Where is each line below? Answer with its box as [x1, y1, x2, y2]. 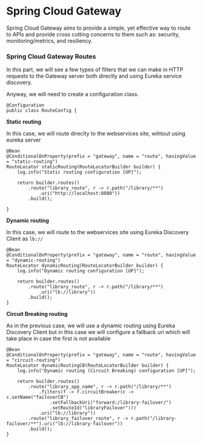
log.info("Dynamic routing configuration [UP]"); [17, 268, 145, 274]
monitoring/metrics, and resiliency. [6, 37, 93, 44]
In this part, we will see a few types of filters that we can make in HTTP [6, 66, 183, 73]
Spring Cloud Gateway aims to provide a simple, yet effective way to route [6, 24, 191, 31]
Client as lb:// [6, 235, 44, 243]
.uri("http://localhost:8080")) [38, 191, 120, 197]
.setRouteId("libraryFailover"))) [49, 405, 137, 411]
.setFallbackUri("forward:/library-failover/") [49, 399, 172, 406]
